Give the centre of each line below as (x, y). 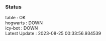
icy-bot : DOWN (22, 28)
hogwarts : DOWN (24, 23)
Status (13, 7)
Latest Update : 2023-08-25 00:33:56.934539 (53, 34)
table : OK (16, 18)
